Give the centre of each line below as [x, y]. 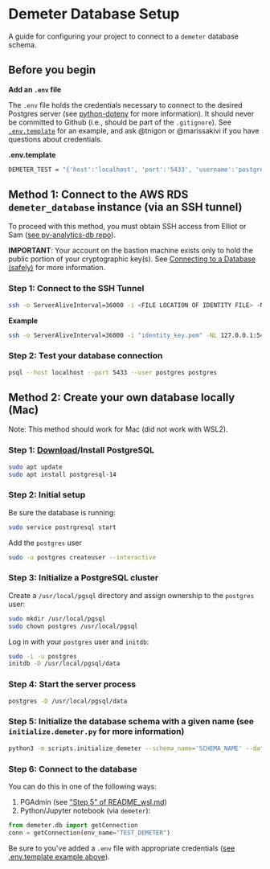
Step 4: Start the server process [72, 684]
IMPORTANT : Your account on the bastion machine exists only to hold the [131, 251]
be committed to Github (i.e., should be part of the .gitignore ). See [120, 122]
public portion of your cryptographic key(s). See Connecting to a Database [132, 259]
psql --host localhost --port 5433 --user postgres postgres [113, 372]
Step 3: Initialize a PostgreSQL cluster [84, 578]
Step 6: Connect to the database [73, 769]
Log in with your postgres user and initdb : [79, 642]
